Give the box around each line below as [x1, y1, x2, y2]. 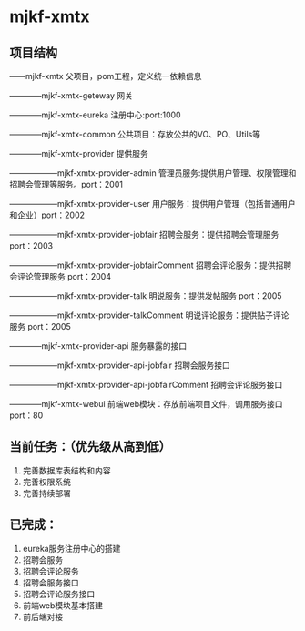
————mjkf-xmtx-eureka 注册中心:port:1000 [9, 109, 181, 120]
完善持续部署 [22, 487, 71, 498]
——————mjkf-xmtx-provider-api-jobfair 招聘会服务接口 [9, 360, 230, 371]
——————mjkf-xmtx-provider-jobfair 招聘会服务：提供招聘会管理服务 [9, 229, 280, 239]
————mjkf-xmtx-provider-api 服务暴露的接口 [9, 341, 188, 351]
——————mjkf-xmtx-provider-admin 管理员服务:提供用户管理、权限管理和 [9, 168, 297, 178]
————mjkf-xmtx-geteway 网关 [9, 90, 134, 101]
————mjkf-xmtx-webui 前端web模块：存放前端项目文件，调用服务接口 [9, 399, 283, 409]
